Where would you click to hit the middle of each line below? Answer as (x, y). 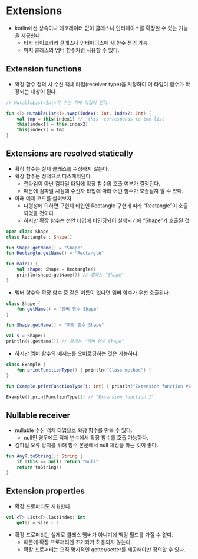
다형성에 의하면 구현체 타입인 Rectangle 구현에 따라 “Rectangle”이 (100, 206)
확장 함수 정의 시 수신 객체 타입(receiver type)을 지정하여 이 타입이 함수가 (99, 84)
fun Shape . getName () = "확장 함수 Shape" (55, 325)
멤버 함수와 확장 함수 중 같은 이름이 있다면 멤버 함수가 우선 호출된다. (92, 292)
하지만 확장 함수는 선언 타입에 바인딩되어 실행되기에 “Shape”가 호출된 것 (106, 220)
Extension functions (44, 69)
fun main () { (22, 264)
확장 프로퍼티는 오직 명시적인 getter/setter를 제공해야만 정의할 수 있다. (104, 550)
